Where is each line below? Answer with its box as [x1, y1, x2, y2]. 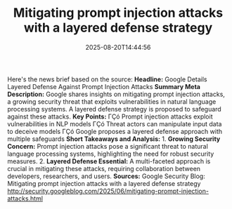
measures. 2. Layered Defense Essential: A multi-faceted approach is [7, 156, 211, 166]
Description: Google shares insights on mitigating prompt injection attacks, [7, 90, 225, 98]
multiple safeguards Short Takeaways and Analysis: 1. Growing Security [7, 135, 221, 143]
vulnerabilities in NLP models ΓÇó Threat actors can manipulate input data [7, 119, 222, 128]
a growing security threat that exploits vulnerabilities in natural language [7, 97, 217, 106]
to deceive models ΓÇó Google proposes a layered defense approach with [7, 127, 223, 135]
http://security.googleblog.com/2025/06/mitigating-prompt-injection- [7, 187, 210, 195]
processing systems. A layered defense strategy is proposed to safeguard [7, 104, 221, 113]
